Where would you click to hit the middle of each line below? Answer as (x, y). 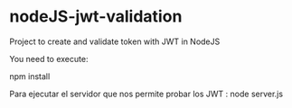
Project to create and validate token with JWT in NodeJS (115, 41)
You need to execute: (49, 58)
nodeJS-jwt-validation (96, 17)
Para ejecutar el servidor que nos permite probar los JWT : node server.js (146, 94)
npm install (30, 76)
